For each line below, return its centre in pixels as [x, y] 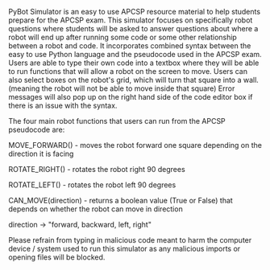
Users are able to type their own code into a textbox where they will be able [134, 63]
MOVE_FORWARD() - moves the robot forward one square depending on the [135, 145]
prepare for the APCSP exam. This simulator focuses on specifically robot [131, 20]
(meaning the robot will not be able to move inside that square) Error [122, 88]
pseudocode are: [37, 129]
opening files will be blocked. [57, 257]
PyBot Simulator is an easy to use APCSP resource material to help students [134, 12]
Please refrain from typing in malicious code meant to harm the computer [130, 240]
